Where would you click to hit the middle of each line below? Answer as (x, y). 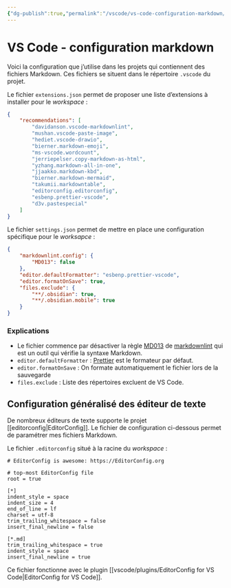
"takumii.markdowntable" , (69, 185)
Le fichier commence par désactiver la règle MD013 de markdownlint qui (120, 346)
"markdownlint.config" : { (57, 256)
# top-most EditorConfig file (51, 473)
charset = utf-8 (30, 515)
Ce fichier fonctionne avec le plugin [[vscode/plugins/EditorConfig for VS (111, 570)
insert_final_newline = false (51, 527)
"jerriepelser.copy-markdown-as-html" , (89, 159)
